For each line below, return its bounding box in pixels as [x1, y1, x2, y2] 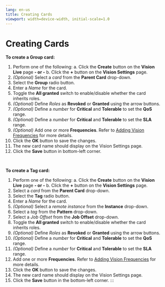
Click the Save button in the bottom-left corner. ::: [12, 278, 114, 284]
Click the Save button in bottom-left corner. [12, 148, 102, 154]
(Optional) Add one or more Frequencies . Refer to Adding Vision [12, 127, 145, 133]
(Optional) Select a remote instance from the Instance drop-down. [12, 204, 149, 210]
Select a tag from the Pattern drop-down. [12, 209, 98, 215]
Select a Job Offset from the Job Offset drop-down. [12, 214, 119, 220]
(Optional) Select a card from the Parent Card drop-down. [12, 74, 131, 80]
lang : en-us [5, 7, 30, 12]
